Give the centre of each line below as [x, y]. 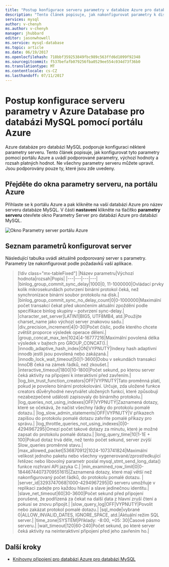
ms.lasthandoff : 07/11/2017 [35, 76]
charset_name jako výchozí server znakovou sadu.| [71, 322]
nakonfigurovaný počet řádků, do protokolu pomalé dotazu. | [80, 478]
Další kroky [23, 547]
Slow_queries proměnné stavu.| [50, 445]
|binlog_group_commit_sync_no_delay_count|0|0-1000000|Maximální [89, 300]
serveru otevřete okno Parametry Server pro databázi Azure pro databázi [81, 215]
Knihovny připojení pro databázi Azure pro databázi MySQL [74, 559]
